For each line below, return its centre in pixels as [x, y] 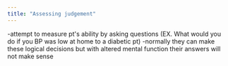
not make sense [31, 56]
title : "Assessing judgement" [52, 14]
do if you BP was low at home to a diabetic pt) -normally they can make [111, 41]
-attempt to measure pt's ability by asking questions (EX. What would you [114, 34]
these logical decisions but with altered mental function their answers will [114, 48]
